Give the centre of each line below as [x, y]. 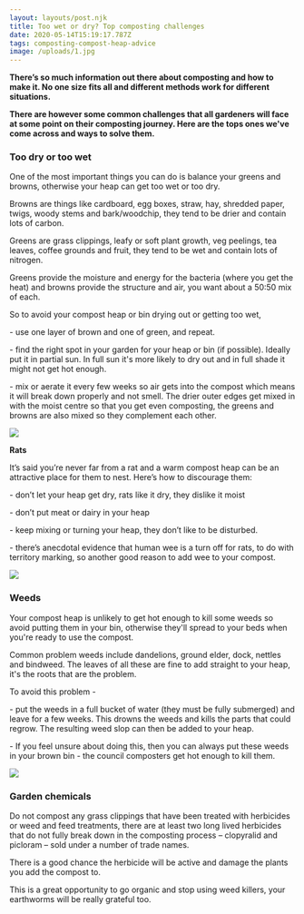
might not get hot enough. [58, 369]
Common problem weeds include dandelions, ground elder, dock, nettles [145, 654]
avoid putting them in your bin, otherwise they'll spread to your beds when [148, 627]
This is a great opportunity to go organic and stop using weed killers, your [147, 889]
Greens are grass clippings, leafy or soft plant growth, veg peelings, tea [143, 241]
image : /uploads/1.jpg [52, 52]
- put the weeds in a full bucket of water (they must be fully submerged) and [152, 709]
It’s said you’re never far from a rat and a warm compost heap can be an [144, 467]
